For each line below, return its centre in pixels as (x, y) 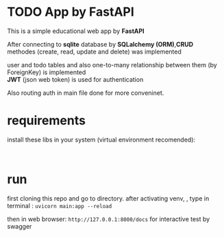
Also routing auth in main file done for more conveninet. (86, 93)
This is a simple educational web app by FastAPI (76, 31)
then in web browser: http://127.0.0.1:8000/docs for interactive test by (109, 219)
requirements (46, 121)
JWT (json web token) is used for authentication (75, 79)
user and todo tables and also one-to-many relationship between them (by (112, 65)
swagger (20, 226)
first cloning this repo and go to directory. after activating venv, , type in (108, 198)
